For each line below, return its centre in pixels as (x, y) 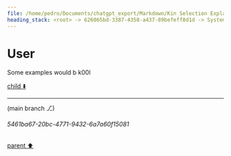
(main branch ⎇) (31, 108)
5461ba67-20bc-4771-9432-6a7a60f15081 (68, 125)
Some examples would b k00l (49, 73)
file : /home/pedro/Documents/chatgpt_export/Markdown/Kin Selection (107, 13)
